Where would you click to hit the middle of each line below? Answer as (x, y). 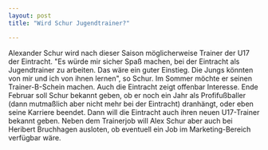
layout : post (30, 16)
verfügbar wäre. (35, 137)
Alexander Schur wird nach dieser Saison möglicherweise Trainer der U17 (129, 53)
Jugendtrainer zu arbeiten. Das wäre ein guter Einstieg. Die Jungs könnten (131, 69)
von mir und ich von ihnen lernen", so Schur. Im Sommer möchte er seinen (130, 78)
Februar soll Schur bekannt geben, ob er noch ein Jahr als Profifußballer (127, 95)
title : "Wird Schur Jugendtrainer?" (69, 23)
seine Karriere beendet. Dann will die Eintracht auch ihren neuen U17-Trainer (134, 112)
